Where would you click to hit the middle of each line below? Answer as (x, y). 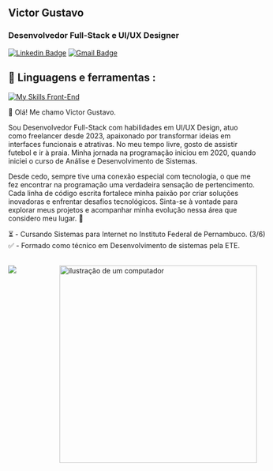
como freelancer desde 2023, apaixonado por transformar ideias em (120, 136)
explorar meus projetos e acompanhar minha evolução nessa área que (123, 209)
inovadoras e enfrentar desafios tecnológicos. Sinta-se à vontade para (123, 202)
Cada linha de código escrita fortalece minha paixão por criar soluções (123, 193)
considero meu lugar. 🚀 (46, 218)
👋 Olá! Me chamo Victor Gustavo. (62, 112)
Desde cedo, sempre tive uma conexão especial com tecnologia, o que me (129, 176)
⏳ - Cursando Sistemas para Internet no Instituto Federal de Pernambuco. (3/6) (137, 234)
